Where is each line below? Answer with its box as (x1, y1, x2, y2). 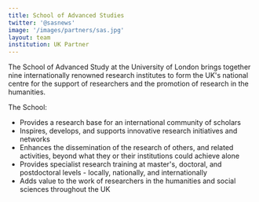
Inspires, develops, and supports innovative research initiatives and (19, 127, 238, 136)
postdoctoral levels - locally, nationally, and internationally (19, 168, 208, 178)
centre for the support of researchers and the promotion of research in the (8, 79, 250, 89)
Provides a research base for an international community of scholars (19, 118, 242, 127)
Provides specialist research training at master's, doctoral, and (19, 160, 222, 169)
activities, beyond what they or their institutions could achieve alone (19, 151, 240, 161)
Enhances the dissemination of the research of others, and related (19, 143, 234, 152)
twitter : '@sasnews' (8, 19, 76, 27)
